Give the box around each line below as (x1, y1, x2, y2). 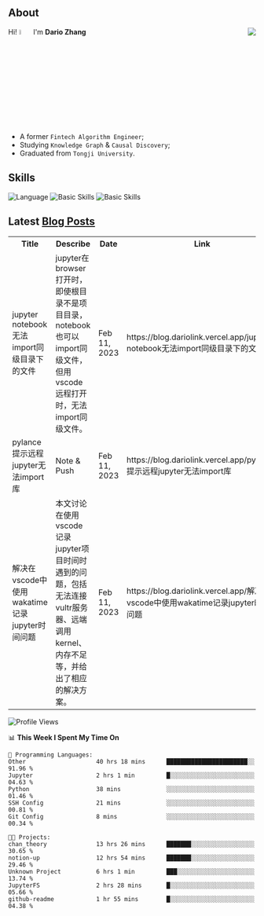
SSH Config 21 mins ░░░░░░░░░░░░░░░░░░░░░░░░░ (8, 799, 255, 807)
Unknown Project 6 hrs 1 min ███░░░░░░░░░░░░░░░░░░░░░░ (8, 867, 255, 875)
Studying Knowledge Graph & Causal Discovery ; (19, 141, 170, 150)
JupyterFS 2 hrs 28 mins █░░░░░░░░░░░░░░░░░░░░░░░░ (8, 881, 255, 889)
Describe (55, 238, 90, 249)
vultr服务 (55, 602, 89, 613)
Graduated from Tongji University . (19, 148, 135, 158)
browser (55, 262, 86, 273)
